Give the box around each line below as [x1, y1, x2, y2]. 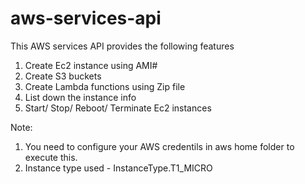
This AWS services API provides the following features [10, 40, 235, 52]
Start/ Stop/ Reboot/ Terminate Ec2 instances [24, 102, 212, 114]
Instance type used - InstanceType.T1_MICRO [24, 162, 213, 174]
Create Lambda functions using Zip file [24, 80, 186, 92]
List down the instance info [24, 91, 137, 103]
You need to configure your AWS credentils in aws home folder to [24, 140, 295, 152]
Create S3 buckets [24, 70, 102, 82]
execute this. [24, 151, 78, 163]
